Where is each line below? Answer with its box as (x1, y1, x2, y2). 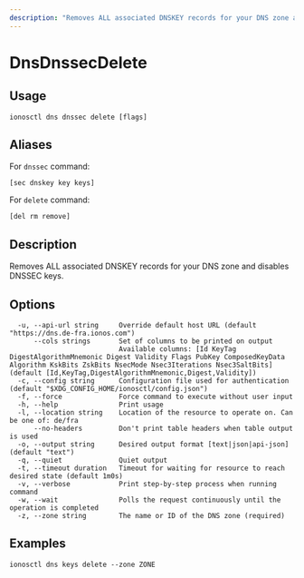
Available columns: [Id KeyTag (119, 345, 237, 354)
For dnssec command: (9, 161, 90, 172)
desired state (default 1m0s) (9, 472, 124, 481)
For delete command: (9, 194, 90, 205)
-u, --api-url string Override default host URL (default (17, 321, 257, 330)
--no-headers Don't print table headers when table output (33, 424, 294, 434)
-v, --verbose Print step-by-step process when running (17, 480, 278, 489)
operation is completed (9, 504, 100, 513)
